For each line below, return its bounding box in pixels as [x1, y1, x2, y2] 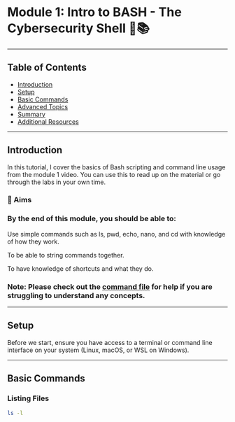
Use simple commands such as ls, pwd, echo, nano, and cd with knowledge [7, 230, 226, 238]
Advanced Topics [17, 102, 69, 111]
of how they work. [7, 237, 59, 246]
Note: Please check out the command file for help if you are [7, 281, 213, 291]
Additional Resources [17, 117, 79, 126]
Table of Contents [7, 62, 87, 73]
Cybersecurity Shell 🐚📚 [7, 20, 150, 36]
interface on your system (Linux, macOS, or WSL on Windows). [7, 346, 190, 354]
